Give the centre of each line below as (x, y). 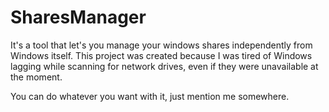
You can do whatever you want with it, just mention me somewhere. (150, 96)
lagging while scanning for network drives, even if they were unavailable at (164, 66)
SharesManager (78, 17)
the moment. (36, 77)
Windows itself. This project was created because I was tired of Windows (161, 55)
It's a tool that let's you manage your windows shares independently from (161, 45)
